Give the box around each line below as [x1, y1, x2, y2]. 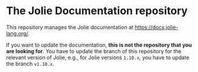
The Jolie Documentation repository [6, 4, 188, 18]
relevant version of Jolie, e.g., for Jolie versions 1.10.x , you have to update [6, 54, 190, 61]
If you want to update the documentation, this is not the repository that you [6, 41, 192, 48]
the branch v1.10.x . [6, 60, 55, 67]
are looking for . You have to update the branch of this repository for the [6, 47, 182, 54]
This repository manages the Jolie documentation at [6, 24, 134, 31]
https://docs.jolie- [135, 24, 179, 31]
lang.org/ [6, 30, 28, 37]
